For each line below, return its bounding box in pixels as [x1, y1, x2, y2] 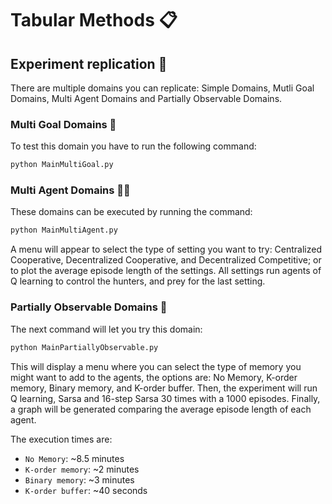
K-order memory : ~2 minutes [24, 463, 140, 475]
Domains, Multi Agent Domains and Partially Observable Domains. [10, 93, 283, 104]
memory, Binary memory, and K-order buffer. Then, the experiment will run [10, 382, 318, 394]
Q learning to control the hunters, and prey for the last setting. [10, 275, 266, 287]
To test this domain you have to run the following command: [10, 140, 257, 152]
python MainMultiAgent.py [10, 225, 118, 236]
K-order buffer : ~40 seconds [24, 484, 148, 496]
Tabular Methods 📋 [10, 9, 178, 32]
